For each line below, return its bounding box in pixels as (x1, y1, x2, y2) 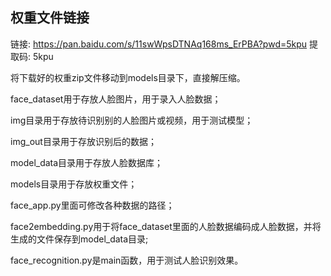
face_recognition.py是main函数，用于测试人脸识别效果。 (10, 254, 244, 266)
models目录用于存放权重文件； (10, 178, 138, 190)
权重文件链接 (10, 9, 90, 27)
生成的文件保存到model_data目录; (10, 233, 149, 245)
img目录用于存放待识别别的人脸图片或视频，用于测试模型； (10, 114, 254, 126)
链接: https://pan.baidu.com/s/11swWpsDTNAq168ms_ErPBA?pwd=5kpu (10, 38, 308, 50)
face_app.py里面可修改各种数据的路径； (10, 199, 175, 211)
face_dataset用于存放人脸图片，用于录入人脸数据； (10, 93, 222, 105)
